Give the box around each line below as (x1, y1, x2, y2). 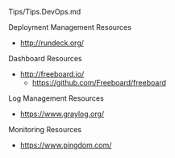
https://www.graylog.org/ (19, 109, 105, 118)
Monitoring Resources (8, 125, 82, 134)
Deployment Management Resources (8, 23, 131, 31)
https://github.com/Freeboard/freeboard (31, 78, 167, 87)
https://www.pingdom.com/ (19, 140, 112, 150)
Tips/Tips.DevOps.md (8, 7, 81, 16)
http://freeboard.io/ (19, 69, 85, 79)
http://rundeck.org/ (19, 38, 85, 48)
